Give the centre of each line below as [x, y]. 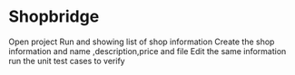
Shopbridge [54, 17]
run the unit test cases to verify [67, 61]
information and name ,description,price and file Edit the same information [147, 51]
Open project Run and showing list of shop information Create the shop [142, 42]
